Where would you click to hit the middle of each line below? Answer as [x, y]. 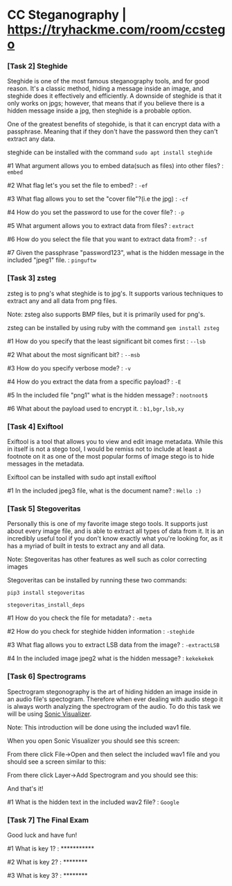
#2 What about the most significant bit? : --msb [74, 354]
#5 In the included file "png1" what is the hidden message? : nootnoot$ [108, 395]
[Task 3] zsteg [32, 278]
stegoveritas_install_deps [46, 605]
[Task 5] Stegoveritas [44, 509]
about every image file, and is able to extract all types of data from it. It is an [116, 531]
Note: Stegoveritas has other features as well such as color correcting [107, 559]
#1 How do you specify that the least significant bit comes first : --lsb [107, 341]
